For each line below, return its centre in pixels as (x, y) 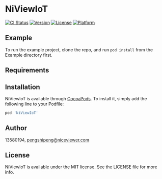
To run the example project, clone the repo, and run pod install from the (79, 49)
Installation (23, 87)
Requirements (27, 70)
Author (16, 128)
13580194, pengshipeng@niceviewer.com (47, 140)
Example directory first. (29, 55)
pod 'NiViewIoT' (22, 113)
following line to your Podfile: (35, 104)
